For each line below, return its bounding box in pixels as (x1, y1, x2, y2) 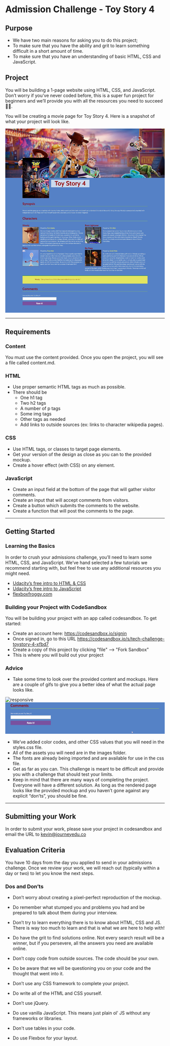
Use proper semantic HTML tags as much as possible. (12, 384, 126, 390)
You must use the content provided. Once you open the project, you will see (5, 354, 163, 361)
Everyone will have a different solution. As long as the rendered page (12, 782, 157, 788)
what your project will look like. (5, 118, 70, 124)
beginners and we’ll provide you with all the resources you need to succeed (5, 97, 163, 104)
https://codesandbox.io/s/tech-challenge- (77, 636, 165, 642)
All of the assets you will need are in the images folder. (12, 749, 126, 756)
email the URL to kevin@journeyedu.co (5, 831, 87, 837)
